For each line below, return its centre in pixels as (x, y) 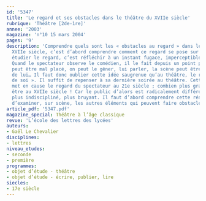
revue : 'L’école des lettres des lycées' (60, 120)
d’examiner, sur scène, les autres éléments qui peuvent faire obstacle (107, 103)
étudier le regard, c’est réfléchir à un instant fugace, (88, 58)
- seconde (19, 154)
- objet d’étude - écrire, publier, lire (60, 177)
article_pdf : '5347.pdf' (38, 109)
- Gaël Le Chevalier (33, 132)
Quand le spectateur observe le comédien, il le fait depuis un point (104, 63)
